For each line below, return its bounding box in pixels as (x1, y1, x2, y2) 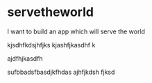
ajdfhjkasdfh (7, 54, 43, 63)
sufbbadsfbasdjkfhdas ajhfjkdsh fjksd (7, 68, 115, 76)
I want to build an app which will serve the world (7, 27, 146, 36)
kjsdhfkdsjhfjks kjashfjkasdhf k (7, 40, 96, 49)
